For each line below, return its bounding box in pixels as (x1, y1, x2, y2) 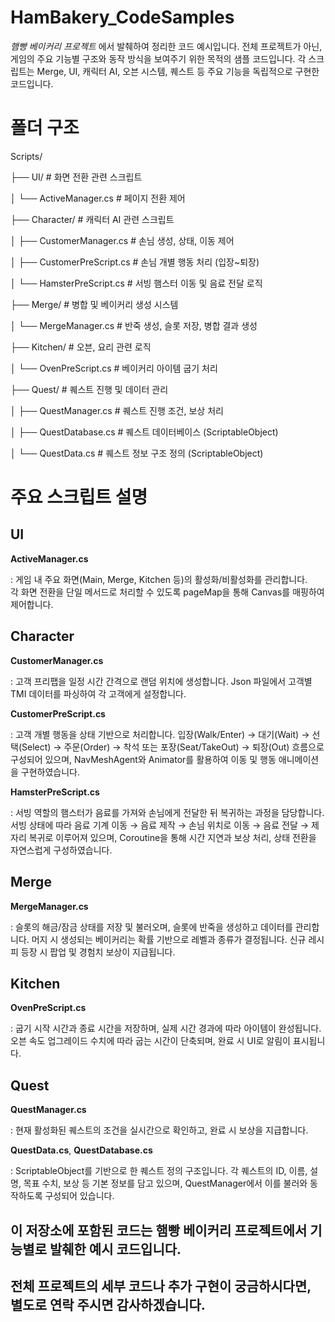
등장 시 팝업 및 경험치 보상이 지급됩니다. (20, 946, 176, 958)
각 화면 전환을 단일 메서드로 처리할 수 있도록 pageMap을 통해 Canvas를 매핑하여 (10, 586, 325, 598)
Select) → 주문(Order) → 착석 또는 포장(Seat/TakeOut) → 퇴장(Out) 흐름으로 (21, 741, 325, 753)
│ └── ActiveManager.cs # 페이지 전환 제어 (10, 192, 186, 204)
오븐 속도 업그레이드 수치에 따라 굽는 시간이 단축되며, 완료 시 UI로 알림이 (10, 1035, 291, 1047)
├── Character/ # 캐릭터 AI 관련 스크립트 (10, 213, 175, 225)
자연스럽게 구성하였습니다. (10, 844, 113, 856)
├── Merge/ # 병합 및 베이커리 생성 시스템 (10, 298, 179, 310)
